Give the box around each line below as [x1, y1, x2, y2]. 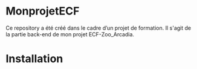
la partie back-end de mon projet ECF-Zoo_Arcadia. [5, 30, 134, 38]
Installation [5, 52, 63, 66]
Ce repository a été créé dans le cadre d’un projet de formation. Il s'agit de [5, 24, 192, 31]
